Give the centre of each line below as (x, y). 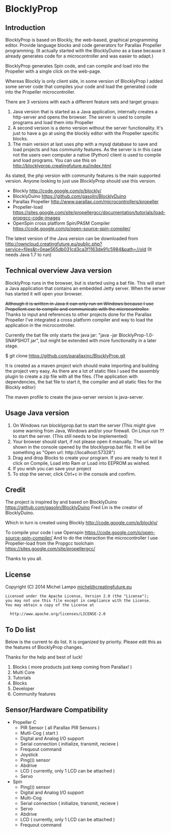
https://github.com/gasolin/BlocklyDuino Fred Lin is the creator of (74, 508)
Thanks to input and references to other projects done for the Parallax (78, 314)
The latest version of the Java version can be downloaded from (72, 239)
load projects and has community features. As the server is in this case (87, 150)
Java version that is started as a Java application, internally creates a (85, 112)
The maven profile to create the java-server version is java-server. (75, 397)
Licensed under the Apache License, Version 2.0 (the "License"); (77, 596)
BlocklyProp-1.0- (136, 335)
